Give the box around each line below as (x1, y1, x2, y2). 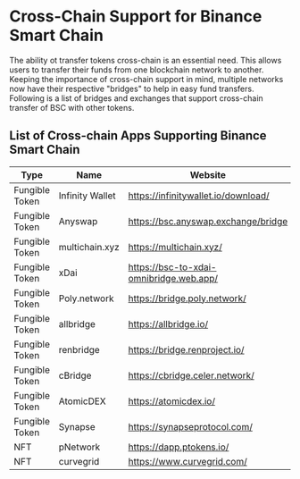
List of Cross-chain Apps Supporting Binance (9, 128, 267, 144)
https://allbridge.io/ (128, 317, 209, 330)
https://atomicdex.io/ (128, 395, 216, 408)
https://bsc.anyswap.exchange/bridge (128, 214, 288, 227)
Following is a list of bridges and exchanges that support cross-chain (9, 92, 263, 104)
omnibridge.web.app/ (128, 272, 219, 284)
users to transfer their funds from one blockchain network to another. (9, 64, 264, 75)
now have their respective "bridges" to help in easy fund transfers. (9, 83, 254, 94)
